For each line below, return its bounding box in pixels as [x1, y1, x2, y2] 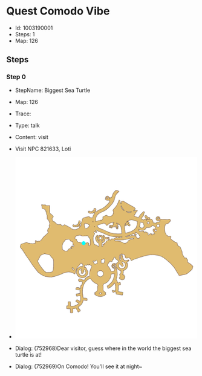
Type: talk [15, 122, 41, 129]
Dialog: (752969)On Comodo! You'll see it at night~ [15, 363, 143, 370]
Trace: [15, 110, 31, 117]
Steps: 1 [15, 30, 35, 37]
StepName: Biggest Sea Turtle [15, 86, 91, 94]
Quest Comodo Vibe [6, 4, 110, 18]
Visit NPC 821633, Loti [15, 145, 71, 152]
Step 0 [6, 73, 26, 81]
